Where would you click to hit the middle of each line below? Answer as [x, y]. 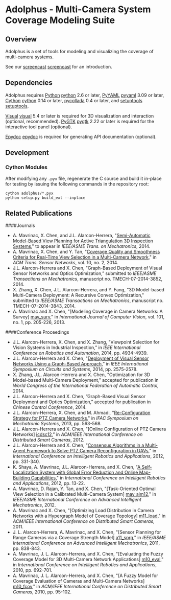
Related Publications [39, 213]
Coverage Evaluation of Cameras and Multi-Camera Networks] [79, 581]
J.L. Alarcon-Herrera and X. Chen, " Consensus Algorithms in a [78, 445]
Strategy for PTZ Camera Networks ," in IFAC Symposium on [76, 418]
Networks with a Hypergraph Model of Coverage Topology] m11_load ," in [89, 516]
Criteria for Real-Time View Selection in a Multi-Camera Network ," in [84, 257]
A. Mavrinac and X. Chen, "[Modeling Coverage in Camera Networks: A [88, 311]
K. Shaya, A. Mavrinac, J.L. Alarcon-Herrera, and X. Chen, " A [77, 467]
